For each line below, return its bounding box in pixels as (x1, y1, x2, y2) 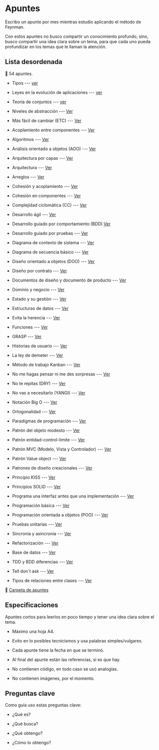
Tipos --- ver (12, 80, 38, 86)
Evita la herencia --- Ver (12, 314, 60, 320)
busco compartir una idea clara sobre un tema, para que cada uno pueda (5, 38, 151, 44)
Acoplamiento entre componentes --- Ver (12, 127, 95, 133)
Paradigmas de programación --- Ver (12, 418, 86, 424)
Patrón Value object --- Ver (12, 455, 67, 461)
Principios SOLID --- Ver (12, 484, 61, 489)
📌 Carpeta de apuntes (5, 587, 49, 593)
